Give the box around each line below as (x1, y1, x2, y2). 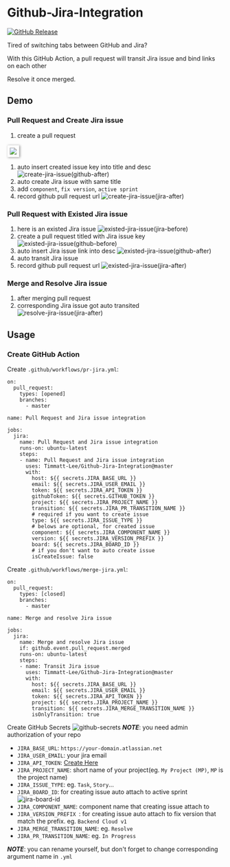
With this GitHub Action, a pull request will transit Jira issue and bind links (7, 54, 216, 63)
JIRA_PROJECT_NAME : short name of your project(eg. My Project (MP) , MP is (16, 766, 224, 774)
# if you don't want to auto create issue (32, 547, 155, 554)
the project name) (16, 773, 68, 781)
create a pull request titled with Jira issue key (16, 232, 146, 240)
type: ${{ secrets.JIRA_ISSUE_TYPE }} (32, 516, 143, 524)
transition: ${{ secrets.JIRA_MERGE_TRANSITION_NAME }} (32, 704, 195, 712)
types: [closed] (19, 590, 67, 597)
